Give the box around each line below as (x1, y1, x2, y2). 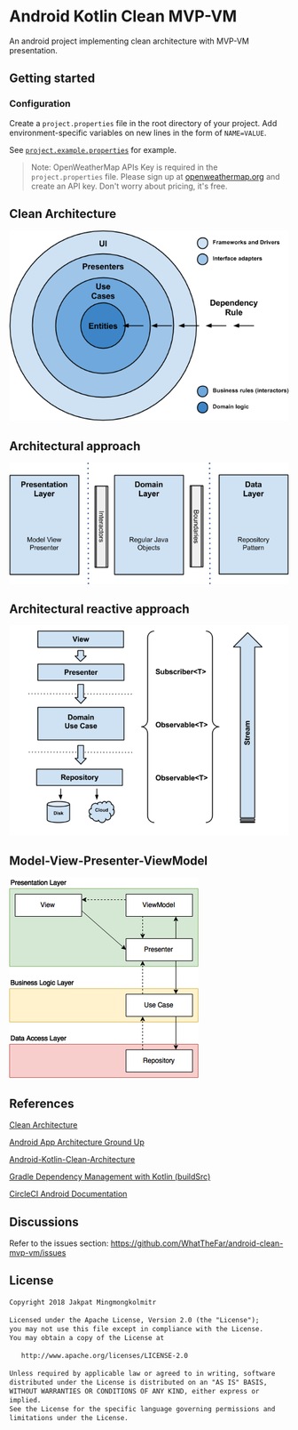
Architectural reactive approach (9, 602, 190, 617)
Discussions (9, 1214, 79, 1229)
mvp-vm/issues (9, 1247, 67, 1257)
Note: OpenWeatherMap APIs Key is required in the (30, 162, 218, 173)
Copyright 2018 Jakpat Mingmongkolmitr (9, 1297, 157, 1306)
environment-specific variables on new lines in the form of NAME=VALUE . (9, 127, 267, 138)
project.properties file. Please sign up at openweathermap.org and (30, 171, 281, 181)
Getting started (9, 71, 96, 86)
